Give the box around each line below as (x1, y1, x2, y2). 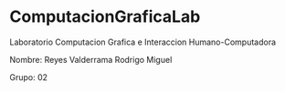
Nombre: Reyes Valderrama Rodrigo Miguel (9, 54, 173, 65)
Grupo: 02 (9, 71, 48, 83)
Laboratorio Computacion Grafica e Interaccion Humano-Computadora (9, 36, 277, 47)
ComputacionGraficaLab (9, 6, 201, 27)
